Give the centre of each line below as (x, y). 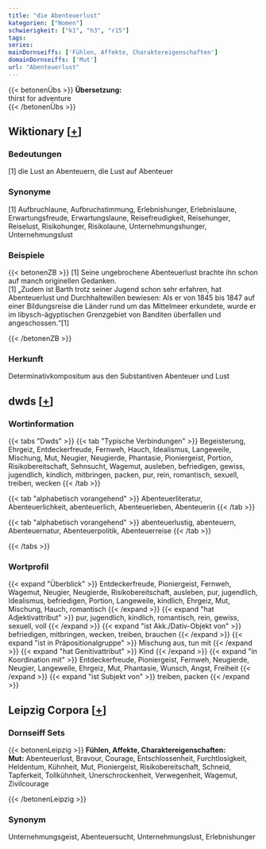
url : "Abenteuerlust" (44, 67)
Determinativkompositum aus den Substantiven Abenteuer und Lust (119, 376)
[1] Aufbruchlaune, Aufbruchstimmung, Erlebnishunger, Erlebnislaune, (122, 209)
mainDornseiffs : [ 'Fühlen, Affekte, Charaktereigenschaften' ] (113, 52)
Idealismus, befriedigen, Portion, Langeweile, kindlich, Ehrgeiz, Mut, (119, 601)
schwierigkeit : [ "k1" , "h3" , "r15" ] (69, 30)
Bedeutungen (35, 154)
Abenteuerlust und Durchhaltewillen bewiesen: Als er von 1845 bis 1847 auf (132, 298)
